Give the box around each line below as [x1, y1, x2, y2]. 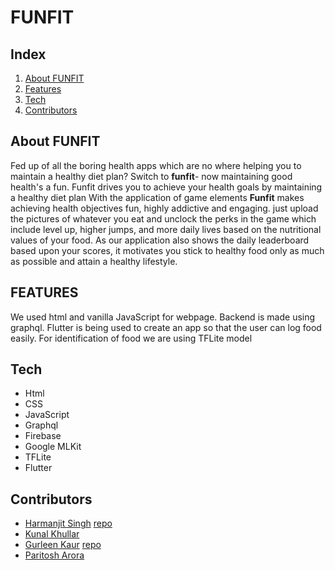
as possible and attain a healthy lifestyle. [10, 255, 178, 267]
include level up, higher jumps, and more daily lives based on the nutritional [10, 223, 322, 235]
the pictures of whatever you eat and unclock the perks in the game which [10, 212, 317, 225]
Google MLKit [24, 441, 82, 453]
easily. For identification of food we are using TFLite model [10, 332, 253, 344]
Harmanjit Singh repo [24, 517, 113, 530]
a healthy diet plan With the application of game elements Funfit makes [10, 191, 305, 203]
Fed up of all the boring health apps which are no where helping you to [10, 159, 302, 171]
